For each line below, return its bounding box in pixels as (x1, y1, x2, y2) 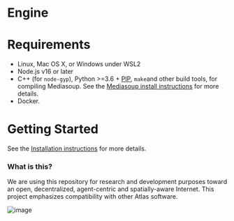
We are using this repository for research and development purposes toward (7, 178, 228, 186)
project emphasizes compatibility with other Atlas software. (7, 192, 178, 201)
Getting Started (7, 121, 99, 137)
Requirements (7, 37, 91, 53)
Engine (7, 5, 49, 21)
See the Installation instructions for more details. (7, 144, 147, 153)
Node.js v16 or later (17, 68, 74, 76)
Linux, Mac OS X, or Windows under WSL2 (17, 60, 141, 68)
